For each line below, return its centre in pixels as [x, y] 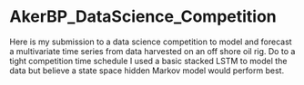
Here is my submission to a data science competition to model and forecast [151, 42]
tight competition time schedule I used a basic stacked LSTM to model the [148, 61]
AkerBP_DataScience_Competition [143, 17]
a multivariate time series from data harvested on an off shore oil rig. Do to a [152, 51]
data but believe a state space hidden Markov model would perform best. [147, 71]
